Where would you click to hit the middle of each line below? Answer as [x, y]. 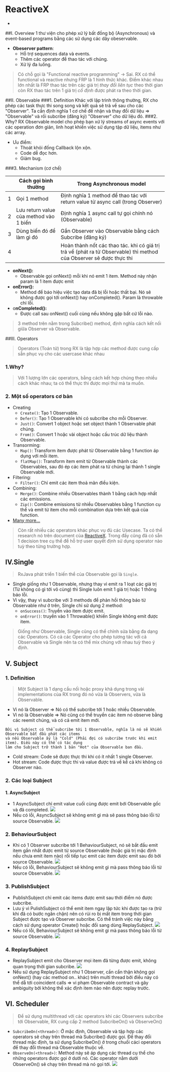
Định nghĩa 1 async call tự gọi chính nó [107, 213]
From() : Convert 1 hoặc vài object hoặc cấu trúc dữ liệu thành [84, 434]
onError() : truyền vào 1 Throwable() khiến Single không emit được [89, 616]
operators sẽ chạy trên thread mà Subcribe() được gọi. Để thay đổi [82, 1037]
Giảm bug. [31, 158]
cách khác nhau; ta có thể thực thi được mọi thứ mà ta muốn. [81, 383]
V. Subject [22, 663]
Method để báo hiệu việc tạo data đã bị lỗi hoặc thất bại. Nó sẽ [86, 292]
